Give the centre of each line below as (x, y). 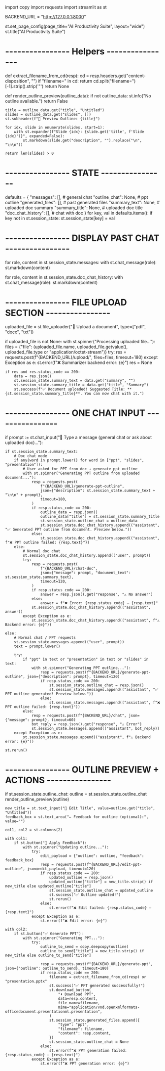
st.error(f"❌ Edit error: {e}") (74, 921)
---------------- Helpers (55, 52)
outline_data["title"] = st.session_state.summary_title (100, 516)
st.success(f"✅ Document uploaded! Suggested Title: (70, 389)
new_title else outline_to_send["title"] (48, 955)
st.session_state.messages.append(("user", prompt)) (69, 642)
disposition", (18, 81)
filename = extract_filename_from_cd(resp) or (98, 977)
